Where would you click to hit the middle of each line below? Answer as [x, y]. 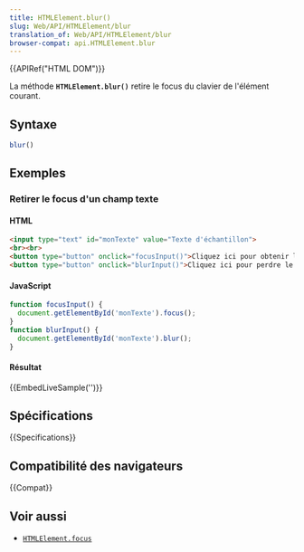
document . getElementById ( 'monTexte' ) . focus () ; [107, 313]
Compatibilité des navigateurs [96, 466]
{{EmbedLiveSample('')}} [56, 387]
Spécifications [51, 416]
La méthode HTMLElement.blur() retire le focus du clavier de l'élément [139, 86]
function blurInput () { [54, 330]
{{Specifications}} [43, 438]
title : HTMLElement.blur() [60, 18]
